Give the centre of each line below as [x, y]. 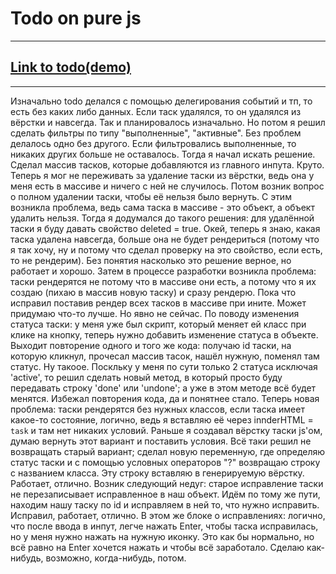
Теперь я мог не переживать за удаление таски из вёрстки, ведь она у [162, 175]
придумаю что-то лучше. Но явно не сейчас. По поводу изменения [155, 313]
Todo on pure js [76, 18]
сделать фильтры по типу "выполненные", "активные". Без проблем [156, 133]
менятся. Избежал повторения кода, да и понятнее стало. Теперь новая [165, 398]
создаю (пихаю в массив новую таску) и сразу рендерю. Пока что [153, 292]
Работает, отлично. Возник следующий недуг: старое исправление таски [167, 483]
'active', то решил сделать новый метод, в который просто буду [146, 377]
